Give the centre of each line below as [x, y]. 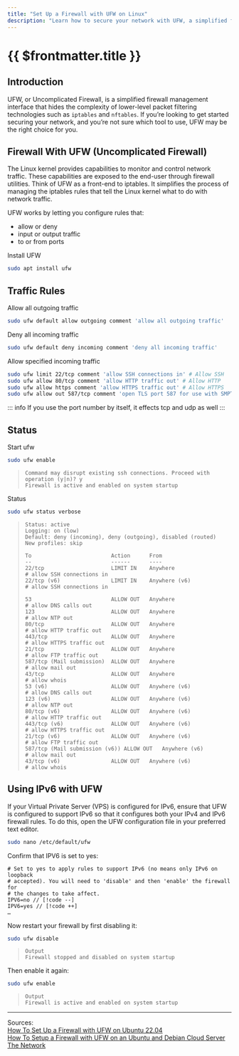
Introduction [36, 82]
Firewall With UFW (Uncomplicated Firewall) [107, 151]
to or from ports [41, 242]
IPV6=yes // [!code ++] [43, 906]
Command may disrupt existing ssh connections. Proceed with [117, 473]
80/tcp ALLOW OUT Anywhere [100, 624]
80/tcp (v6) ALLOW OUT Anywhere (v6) [108, 711]
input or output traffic [49, 234]
